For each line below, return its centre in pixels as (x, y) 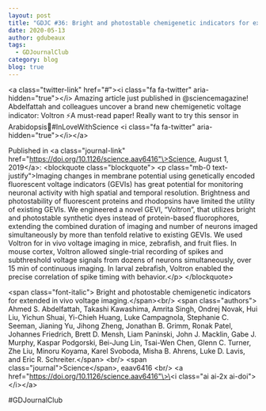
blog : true (26, 67)
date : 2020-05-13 (37, 30)
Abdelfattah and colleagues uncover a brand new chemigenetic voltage (125, 106)
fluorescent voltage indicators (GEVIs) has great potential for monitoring (126, 184)
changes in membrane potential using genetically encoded (160, 176)
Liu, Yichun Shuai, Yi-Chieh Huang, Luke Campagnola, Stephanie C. (119, 317)
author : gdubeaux (37, 38)
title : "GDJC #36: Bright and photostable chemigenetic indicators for (129, 23)
